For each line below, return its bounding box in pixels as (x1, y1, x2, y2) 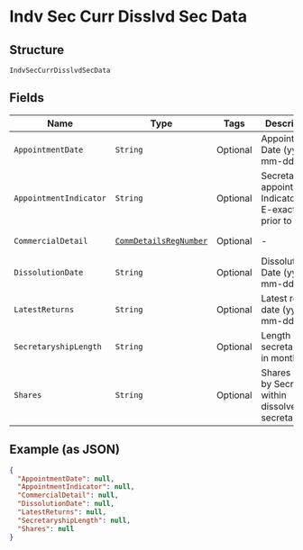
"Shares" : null (17, 524, 75, 533)
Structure (9, 42, 65, 58)
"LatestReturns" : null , (17, 508, 106, 517)
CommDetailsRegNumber (115, 236, 208, 246)
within (261, 389, 287, 401)
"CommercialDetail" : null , (17, 491, 119, 500)
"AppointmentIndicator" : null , (17, 482, 135, 491)
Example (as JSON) (9, 442, 120, 457)
